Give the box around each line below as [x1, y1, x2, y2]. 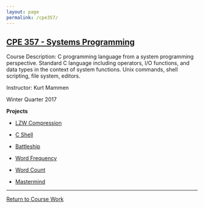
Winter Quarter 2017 [6, 96, 57, 103]
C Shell [15, 131, 33, 138]
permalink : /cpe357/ [6, 15, 59, 21]
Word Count [15, 166, 46, 173]
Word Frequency [15, 155, 57, 162]
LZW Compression [15, 119, 62, 127]
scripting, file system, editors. [6, 72, 81, 79]
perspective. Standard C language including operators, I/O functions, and [6, 59, 190, 67]
